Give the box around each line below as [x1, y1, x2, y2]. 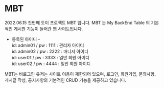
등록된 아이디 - [11, 36, 40, 42]
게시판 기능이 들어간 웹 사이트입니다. [13, 25, 83, 32]
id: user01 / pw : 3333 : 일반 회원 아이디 [11, 54, 90, 60]
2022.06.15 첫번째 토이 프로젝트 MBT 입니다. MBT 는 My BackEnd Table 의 [4, 20, 150, 25]
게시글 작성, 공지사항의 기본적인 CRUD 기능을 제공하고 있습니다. [4, 77, 127, 83]
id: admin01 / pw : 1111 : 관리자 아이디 [11, 42, 84, 48]
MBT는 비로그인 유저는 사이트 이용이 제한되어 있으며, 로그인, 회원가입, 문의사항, [4, 71, 156, 77]
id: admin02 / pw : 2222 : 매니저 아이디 [11, 48, 89, 54]
